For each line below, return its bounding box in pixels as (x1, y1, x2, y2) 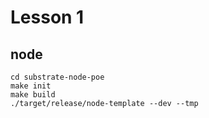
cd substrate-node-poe (10, 72, 105, 82)
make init (10, 81, 52, 91)
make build (10, 90, 56, 100)
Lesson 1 (10, 6, 85, 29)
